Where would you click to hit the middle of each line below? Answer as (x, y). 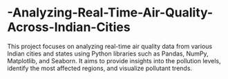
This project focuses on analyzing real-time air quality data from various (110, 46)
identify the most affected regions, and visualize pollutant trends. (99, 68)
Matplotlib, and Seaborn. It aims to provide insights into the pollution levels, (114, 60)
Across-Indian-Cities (69, 27)
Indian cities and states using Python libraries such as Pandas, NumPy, (108, 54)
